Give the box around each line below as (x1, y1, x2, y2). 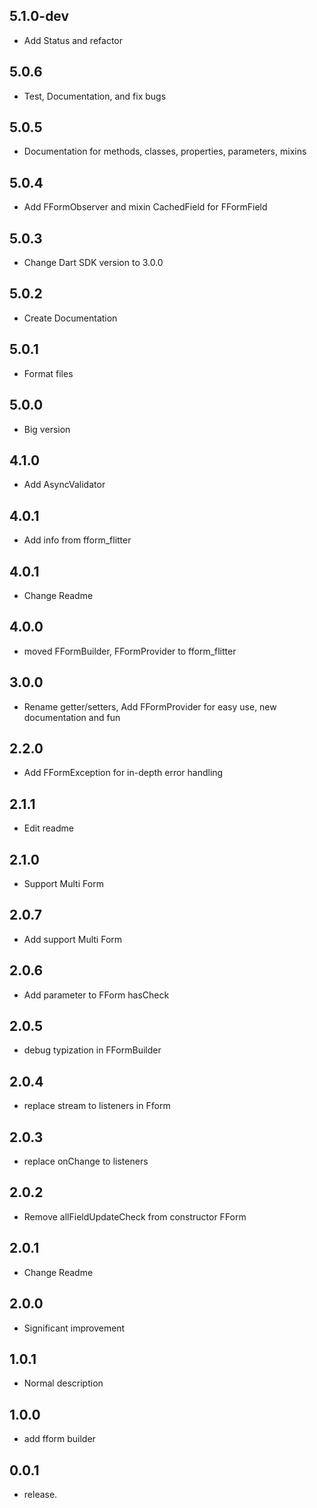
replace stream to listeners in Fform (23, 1100, 171, 1112)
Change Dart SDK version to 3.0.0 (23, 257, 164, 269)
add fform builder (23, 1433, 96, 1445)
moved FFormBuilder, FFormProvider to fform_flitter (23, 645, 237, 657)
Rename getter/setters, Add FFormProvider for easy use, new (23, 700, 277, 713)
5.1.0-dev (9, 8, 70, 25)
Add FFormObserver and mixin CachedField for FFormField (23, 201, 268, 213)
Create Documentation (23, 312, 118, 324)
